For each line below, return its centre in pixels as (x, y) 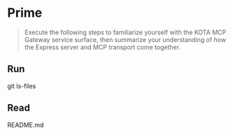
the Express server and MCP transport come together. (102, 47)
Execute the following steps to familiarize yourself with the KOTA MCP (125, 32)
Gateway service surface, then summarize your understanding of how (125, 39)
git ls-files (22, 86)
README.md (26, 125)
